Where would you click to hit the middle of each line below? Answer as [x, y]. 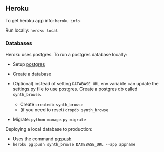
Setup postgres [29, 64]
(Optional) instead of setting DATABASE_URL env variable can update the [86, 84]
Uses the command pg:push [42, 139]
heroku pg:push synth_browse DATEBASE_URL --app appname [74, 145]
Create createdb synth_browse [52, 104]
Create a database [32, 74]
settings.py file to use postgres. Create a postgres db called [75, 89]
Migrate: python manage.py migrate [49, 119]
